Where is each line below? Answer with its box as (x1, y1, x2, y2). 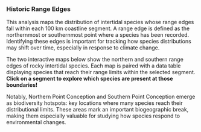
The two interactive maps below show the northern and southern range (6, 56, 184, 63)
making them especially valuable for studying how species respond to (6, 112, 180, 119)
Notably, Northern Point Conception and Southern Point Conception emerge (6, 93, 196, 101)
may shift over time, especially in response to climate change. (6, 44, 160, 51)
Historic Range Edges (6, 5, 71, 13)
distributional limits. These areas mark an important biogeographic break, (6, 106, 189, 113)
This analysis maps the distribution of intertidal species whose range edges (6, 19, 194, 26)
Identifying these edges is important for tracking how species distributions (6, 38, 191, 45)
